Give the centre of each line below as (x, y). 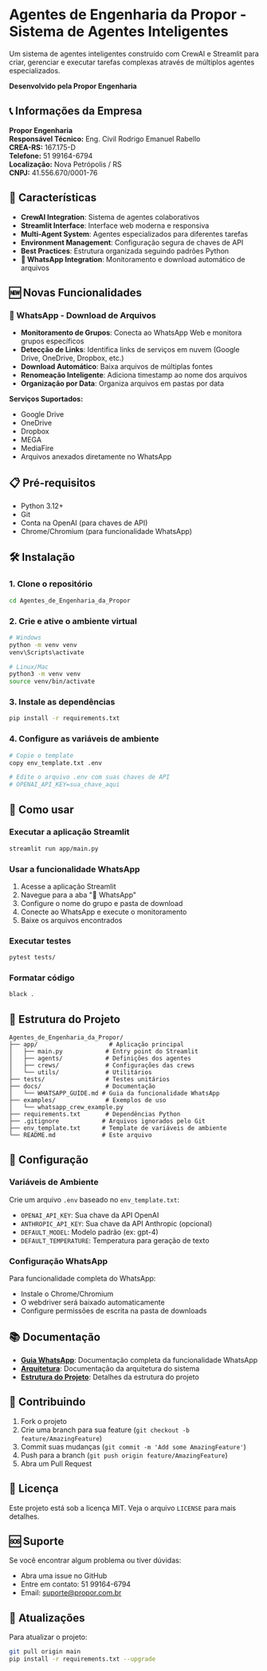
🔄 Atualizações (47, 1618)
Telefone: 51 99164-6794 (51, 155)
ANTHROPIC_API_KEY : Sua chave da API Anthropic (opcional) (116, 1223)
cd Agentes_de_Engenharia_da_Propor (70, 600)
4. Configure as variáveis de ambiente (84, 739)
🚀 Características (53, 198)
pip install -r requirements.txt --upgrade (82, 1659)
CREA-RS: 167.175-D (43, 147)
